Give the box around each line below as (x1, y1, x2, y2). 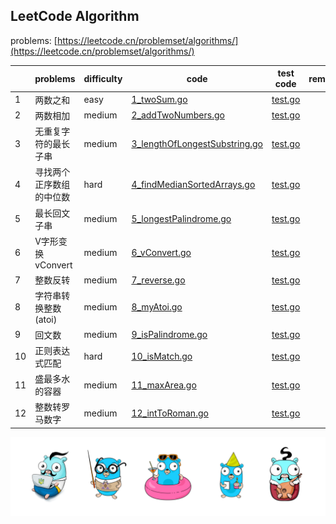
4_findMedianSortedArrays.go (131, 178, 256, 190)
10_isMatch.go (131, 350, 193, 363)
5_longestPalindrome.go (131, 213, 232, 225)
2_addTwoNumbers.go (131, 109, 225, 121)
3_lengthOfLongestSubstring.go (131, 137, 264, 149)
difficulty (83, 72, 123, 84)
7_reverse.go (131, 274, 186, 286)
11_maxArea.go (131, 379, 197, 391)
